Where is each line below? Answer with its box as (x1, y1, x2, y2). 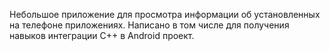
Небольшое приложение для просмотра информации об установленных (9, 9, 321, 20)
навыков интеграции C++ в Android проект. (9, 30, 195, 41)
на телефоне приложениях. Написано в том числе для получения (9, 19, 290, 31)
